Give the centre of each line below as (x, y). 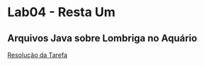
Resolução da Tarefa (38, 55)
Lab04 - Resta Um (61, 12)
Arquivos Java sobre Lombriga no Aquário (102, 38)
